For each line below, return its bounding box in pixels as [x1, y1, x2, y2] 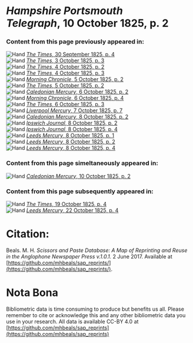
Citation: [6, 227, 49, 241]
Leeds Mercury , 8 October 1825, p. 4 [26, 144, 116, 152]
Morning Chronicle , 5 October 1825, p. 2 [26, 76, 124, 83]
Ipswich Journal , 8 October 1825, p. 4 [26, 126, 118, 133]
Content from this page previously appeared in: [6, 38, 144, 46]
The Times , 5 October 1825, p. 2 [26, 82, 105, 89]
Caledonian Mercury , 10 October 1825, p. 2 [26, 172, 131, 180]
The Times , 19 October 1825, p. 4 [26, 201, 107, 208]
